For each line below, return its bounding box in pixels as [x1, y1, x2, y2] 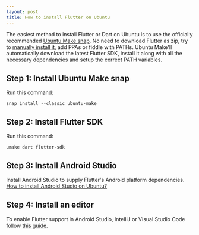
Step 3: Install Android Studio [6, 160, 117, 171]
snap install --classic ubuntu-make [6, 101, 97, 107]
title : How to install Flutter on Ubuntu [6, 14, 110, 20]
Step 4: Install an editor [6, 200, 94, 210]
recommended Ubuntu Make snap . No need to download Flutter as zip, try [6, 37, 188, 44]
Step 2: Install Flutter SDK [6, 117, 103, 127]
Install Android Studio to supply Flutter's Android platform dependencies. [6, 176, 185, 183]
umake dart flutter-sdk [6, 144, 65, 150]
